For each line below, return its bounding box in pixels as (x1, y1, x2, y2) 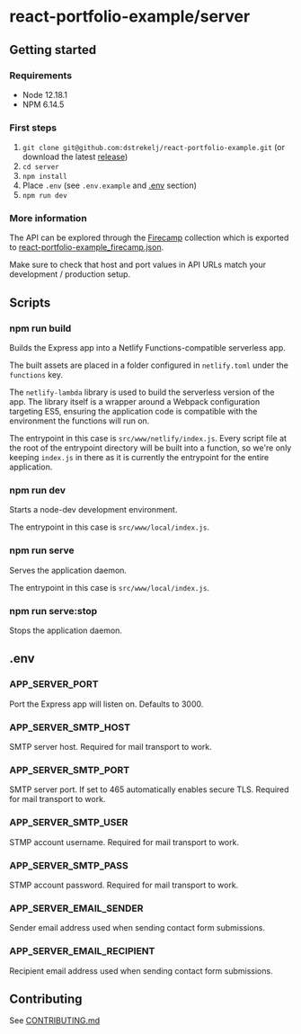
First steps (9, 121, 57, 134)
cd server (22, 163, 60, 172)
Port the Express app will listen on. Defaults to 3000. (9, 699, 204, 709)
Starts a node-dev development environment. (9, 504, 178, 515)
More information (9, 212, 87, 225)
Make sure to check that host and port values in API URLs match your (9, 259, 267, 271)
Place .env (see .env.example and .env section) (22, 180, 198, 191)
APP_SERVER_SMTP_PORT (9, 763, 130, 776)
